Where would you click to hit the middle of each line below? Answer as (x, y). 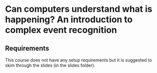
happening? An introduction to (69, 19)
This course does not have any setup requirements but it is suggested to (78, 60)
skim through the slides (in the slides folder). (50, 65)
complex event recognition (61, 30)
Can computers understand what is (79, 9)
